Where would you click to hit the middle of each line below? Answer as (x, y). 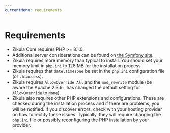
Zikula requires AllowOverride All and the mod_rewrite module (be (82, 82)
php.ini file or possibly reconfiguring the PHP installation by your (80, 120)
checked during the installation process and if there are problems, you (86, 103)
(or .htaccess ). (27, 76)
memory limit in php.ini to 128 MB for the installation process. (77, 65)
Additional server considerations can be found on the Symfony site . (83, 55)
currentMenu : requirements (33, 10)
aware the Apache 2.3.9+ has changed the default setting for (76, 87)
